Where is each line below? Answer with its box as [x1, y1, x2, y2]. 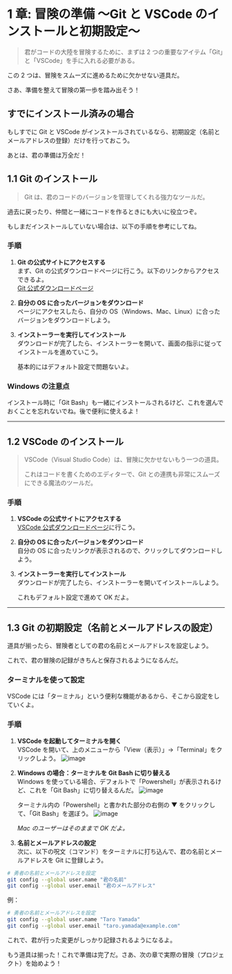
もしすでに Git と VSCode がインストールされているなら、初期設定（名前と [7, 127, 221, 135]
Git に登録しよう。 [55, 856, 108, 864]
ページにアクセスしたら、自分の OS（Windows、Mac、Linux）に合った [17, 307, 221, 315]
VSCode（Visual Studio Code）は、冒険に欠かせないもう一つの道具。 [23, 455, 223, 464]
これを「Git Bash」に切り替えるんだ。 [29, 785, 138, 794]
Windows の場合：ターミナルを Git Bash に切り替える [17, 768, 171, 777]
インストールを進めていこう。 [17, 347, 102, 356]
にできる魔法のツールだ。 [23, 478, 97, 487]
